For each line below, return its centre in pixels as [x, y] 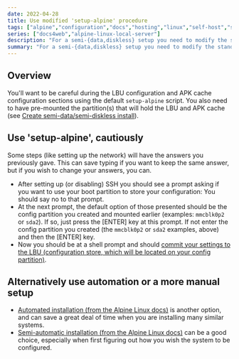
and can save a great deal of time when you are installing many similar [121, 318]
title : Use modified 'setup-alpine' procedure [78, 21]
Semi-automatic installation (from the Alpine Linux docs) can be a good [122, 333]
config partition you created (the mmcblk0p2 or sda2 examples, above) [118, 229]
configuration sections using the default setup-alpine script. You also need [117, 100]
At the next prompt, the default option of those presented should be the [122, 206]
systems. [31, 325]
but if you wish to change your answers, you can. [79, 170]
